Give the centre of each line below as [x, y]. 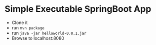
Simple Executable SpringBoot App [78, 9]
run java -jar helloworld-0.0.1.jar [49, 33]
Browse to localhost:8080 [38, 38]
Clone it [20, 22]
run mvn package [28, 27]
